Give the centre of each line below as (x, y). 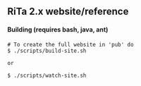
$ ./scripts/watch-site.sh (47, 75)
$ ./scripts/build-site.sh (47, 51)
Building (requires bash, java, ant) (58, 29)
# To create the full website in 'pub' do (70, 44)
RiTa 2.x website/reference (68, 12)
